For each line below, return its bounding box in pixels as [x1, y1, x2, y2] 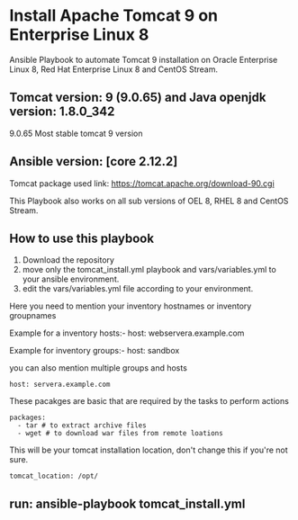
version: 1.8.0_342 [9, 104, 115, 120]
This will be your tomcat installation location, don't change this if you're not [9, 444, 288, 455]
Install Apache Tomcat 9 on [9, 5, 219, 26]
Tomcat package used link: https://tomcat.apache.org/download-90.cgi [9, 177, 275, 189]
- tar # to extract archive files [17, 421, 147, 430]
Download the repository [22, 255, 115, 265]
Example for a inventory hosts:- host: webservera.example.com [9, 327, 245, 338]
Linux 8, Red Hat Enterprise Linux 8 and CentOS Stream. [9, 64, 219, 75]
